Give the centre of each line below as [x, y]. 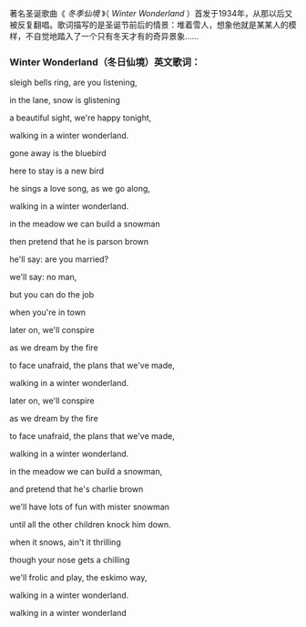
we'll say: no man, [43, 277]
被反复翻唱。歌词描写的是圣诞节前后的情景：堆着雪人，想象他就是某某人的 [149, 25]
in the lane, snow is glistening [65, 100]
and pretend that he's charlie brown [76, 489]
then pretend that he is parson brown [79, 242]
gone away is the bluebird [58, 153]
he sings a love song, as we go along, [80, 189]
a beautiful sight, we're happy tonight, [81, 118]
